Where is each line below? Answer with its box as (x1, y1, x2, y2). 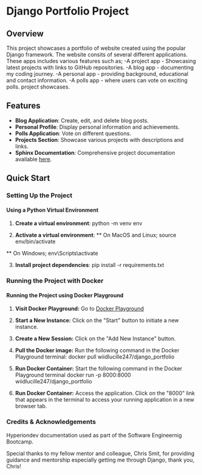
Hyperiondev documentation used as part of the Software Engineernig (6, 431, 182, 439)
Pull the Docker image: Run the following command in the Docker (15, 347, 180, 354)
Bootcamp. (6, 438, 34, 445)
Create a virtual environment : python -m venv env (15, 220, 143, 227)
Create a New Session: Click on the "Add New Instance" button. (15, 335, 176, 342)
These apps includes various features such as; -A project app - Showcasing (6, 58, 196, 64)
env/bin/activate (15, 238, 56, 245)
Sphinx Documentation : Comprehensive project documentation (15, 149, 175, 156)
